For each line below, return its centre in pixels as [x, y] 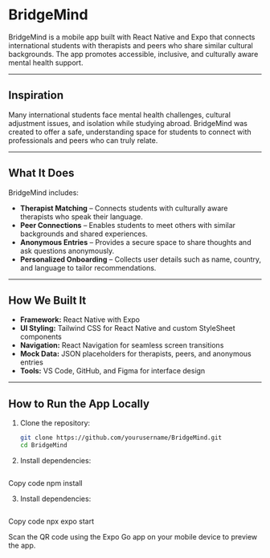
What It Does [41, 173]
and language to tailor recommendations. [88, 267]
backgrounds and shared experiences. [84, 234]
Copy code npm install [45, 483]
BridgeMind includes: [43, 192]
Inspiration [36, 95]
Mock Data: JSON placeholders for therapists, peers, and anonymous [135, 354]
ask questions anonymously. [67, 250]
